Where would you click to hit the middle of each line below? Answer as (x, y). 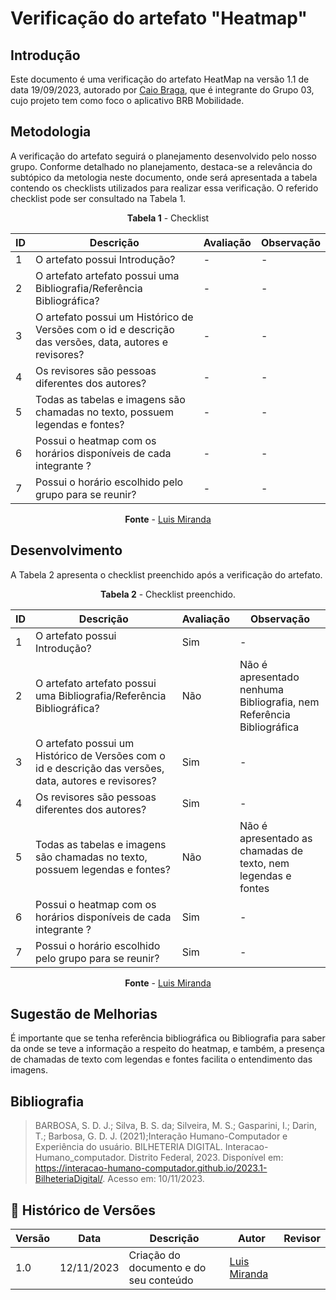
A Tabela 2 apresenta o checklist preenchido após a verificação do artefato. (166, 574)
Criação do (154, 1255)
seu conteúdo (161, 1280)
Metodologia (51, 132)
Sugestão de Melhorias (84, 1014)
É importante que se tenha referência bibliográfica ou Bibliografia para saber (168, 1038)
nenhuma (262, 689)
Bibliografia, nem (279, 702)
